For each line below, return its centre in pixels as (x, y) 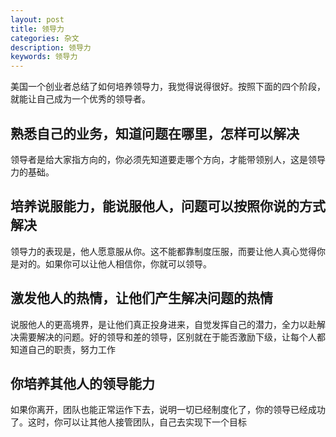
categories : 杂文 (45, 38)
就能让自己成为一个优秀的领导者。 (80, 99)
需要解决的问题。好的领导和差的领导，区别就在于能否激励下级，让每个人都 (172, 337)
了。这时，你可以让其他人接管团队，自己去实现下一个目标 (128, 422)
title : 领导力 (37, 29)
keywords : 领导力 (44, 57)
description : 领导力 (51, 47)
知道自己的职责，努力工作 (63, 349)
